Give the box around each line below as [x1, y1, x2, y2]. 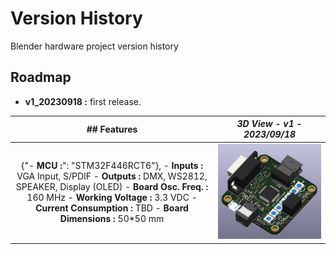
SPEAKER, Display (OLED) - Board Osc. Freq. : [15, 181, 209, 193]
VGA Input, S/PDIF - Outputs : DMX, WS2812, [16, 170, 208, 182]
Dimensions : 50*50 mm [59, 213, 165, 225]
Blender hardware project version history [10, 40, 179, 52]
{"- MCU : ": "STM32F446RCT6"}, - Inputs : [20, 160, 204, 172]
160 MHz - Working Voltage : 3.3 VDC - [26, 192, 198, 204]
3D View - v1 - [236, 118, 303, 130]
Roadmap [10, 69, 72, 86]
